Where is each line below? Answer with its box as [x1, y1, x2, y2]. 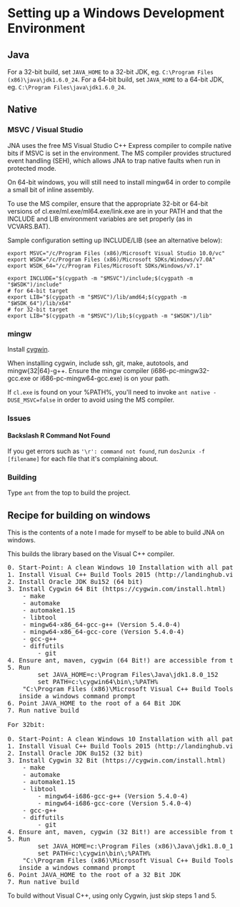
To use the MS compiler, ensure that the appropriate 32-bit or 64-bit [7, 199, 209, 208]
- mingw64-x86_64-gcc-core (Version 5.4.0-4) [22, 628, 185, 636]
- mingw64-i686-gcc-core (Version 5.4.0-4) [37, 799, 193, 808]
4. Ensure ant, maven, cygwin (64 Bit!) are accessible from [7, 656, 226, 665]
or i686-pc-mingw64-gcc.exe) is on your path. [31, 374, 170, 382]
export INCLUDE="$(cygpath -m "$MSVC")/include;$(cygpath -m [7, 274, 194, 282]
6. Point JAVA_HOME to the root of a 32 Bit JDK [7, 871, 181, 879]
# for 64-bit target [7, 287, 69, 294]
